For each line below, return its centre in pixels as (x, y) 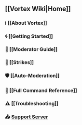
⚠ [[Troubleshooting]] (32, 103)
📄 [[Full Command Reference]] (41, 90)
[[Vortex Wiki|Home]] (38, 9)
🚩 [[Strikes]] (20, 62)
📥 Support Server (27, 117)
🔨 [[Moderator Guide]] (31, 49)
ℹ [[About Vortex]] (26, 23)
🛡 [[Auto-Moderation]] (32, 76)
